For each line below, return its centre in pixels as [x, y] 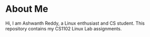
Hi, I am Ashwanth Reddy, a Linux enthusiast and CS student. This [75, 23]
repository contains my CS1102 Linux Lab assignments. [64, 28]
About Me [27, 9]
